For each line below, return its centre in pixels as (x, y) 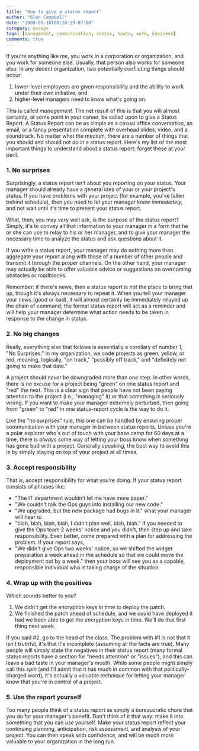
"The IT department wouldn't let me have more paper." (81, 498)
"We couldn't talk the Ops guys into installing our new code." (89, 504)
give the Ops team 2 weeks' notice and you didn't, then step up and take (103, 530)
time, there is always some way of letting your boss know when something (97, 439)
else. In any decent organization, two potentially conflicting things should (95, 69)
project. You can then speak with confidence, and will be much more (90, 735)
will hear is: (28, 516)
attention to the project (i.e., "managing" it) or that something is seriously (95, 396)
